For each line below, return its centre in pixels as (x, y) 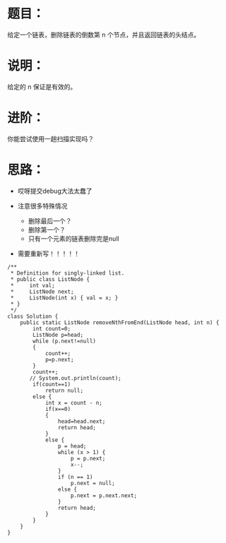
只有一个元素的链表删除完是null (73, 238)
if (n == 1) (75, 477)
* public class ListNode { (50, 279)
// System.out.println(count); (75, 378)
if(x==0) (58, 409)
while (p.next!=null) (65, 341)
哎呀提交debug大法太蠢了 (55, 191)
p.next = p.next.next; (104, 495)
